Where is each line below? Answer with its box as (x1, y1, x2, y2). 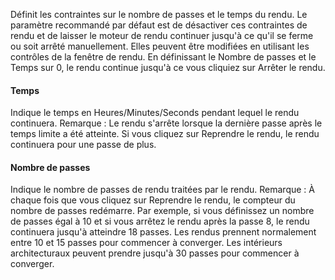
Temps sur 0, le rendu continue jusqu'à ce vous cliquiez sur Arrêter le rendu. (10, 62, 326, 73)
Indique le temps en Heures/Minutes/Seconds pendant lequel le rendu (10, 107, 300, 119)
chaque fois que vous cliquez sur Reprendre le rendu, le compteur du (10, 194, 296, 206)
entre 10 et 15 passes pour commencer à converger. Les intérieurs (10, 237, 283, 249)
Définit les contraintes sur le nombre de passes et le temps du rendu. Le (10, 9, 308, 20)
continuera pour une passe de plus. (10, 139, 157, 151)
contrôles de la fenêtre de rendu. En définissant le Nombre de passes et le (10, 51, 317, 63)
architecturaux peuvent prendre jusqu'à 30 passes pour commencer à (10, 247, 300, 259)
